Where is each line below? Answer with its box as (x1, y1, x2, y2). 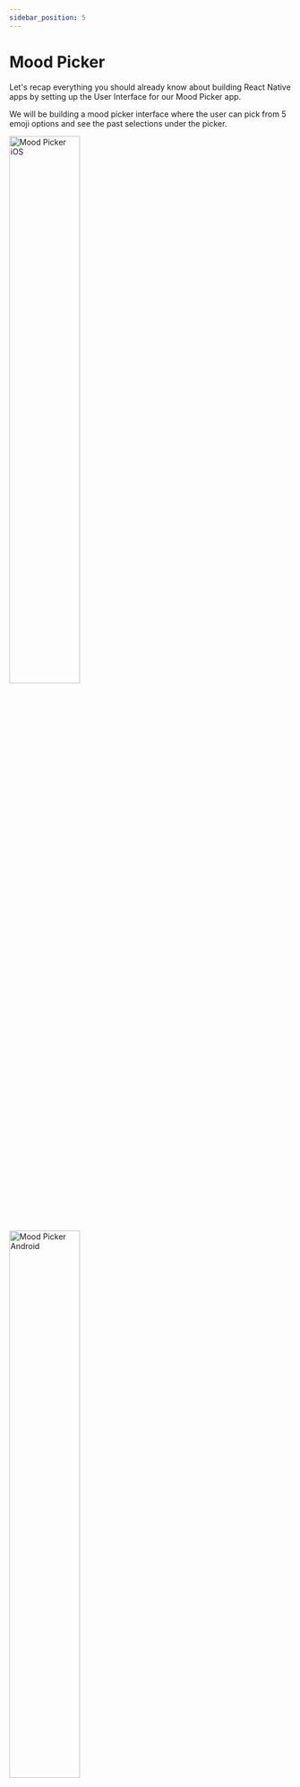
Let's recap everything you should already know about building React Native (9, 82, 291, 92)
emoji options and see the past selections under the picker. (9, 118, 227, 128)
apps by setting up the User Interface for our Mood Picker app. (9, 91, 242, 101)
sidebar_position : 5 (9, 13, 87, 22)
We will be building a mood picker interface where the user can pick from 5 (9, 109, 287, 119)
